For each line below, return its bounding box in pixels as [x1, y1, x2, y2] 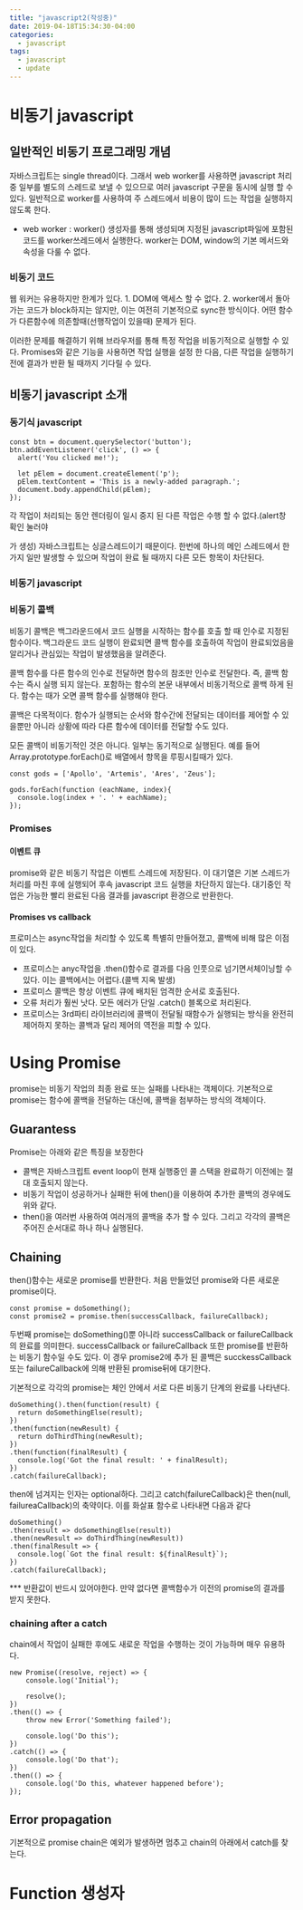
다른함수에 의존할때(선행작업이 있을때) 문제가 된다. [18, 316, 197, 327]
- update [17, 64, 51, 73]
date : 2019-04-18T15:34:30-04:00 [9, 22, 136, 31]
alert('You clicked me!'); [17, 453, 119, 462]
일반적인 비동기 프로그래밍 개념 [9, 144, 172, 159]
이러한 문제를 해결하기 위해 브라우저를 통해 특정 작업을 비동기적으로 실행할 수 [9, 335, 280, 346]
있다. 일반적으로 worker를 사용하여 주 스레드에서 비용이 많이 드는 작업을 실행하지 [9, 192, 294, 204]
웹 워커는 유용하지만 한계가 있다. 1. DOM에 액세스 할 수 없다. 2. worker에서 [9, 294, 274, 304]
